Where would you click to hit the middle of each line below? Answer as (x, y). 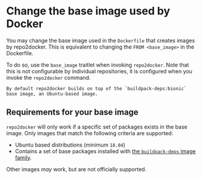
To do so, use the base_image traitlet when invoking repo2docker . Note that (98, 65)
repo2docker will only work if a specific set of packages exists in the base (97, 127)
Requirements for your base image (72, 112)
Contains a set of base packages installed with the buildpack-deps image (105, 151)
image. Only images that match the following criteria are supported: (90, 133)
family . (23, 157)
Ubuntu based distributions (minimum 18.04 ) (70, 145)
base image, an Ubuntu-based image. (52, 94)
